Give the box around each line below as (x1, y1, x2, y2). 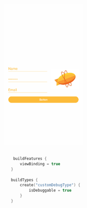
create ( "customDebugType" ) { (19, 182, 80, 188)
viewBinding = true (19, 161, 60, 166)
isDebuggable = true (28, 188, 71, 193)
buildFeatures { (13, 156, 47, 161)
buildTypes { (10, 177, 38, 182)
